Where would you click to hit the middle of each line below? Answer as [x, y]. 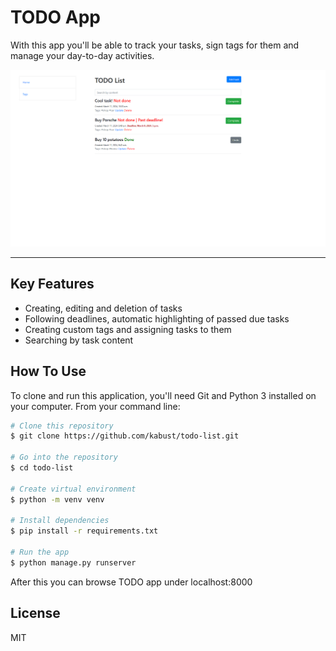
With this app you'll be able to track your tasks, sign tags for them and [155, 45]
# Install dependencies [60, 521]
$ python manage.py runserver [73, 562]
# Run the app [40, 552]
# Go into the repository [64, 457]
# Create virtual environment [73, 489]
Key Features [52, 284]
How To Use [48, 371]
